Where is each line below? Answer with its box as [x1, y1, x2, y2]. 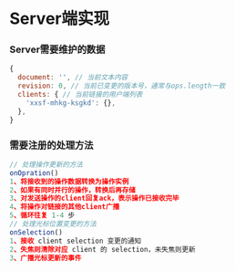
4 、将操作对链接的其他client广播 [9, 203, 120, 212]
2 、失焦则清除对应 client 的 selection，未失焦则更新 [9, 245, 196, 254]
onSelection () [9, 227, 64, 237]
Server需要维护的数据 [9, 43, 106, 56]
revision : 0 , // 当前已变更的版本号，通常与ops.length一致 [17, 81, 226, 91]
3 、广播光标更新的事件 [9, 253, 82, 263]
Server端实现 [9, 8, 110, 29]
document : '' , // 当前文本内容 [17, 73, 128, 82]
